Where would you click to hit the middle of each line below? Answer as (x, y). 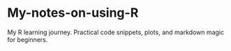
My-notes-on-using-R (73, 13)
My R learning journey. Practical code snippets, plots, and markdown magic (116, 32)
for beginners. (28, 39)
